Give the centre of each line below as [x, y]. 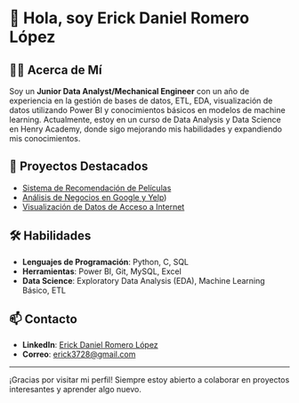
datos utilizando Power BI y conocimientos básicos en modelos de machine [148, 110]
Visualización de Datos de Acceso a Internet [103, 206]
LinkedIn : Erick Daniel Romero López [90, 345]
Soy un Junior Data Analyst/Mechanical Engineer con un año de [129, 91]
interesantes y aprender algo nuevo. [76, 390]
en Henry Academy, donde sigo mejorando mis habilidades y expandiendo [146, 129]
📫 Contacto [43, 319]
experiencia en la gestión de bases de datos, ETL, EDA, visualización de [141, 101]
